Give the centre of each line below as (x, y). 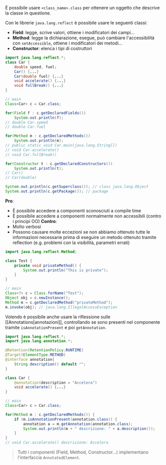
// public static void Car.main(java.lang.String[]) (61, 145)
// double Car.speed (27, 122)
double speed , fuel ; (35, 67)
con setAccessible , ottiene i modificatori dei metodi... (67, 43)
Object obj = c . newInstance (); (38, 298)
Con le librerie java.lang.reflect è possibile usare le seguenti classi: (76, 23)
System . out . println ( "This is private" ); (66, 270)
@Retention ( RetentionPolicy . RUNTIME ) (44, 350)
